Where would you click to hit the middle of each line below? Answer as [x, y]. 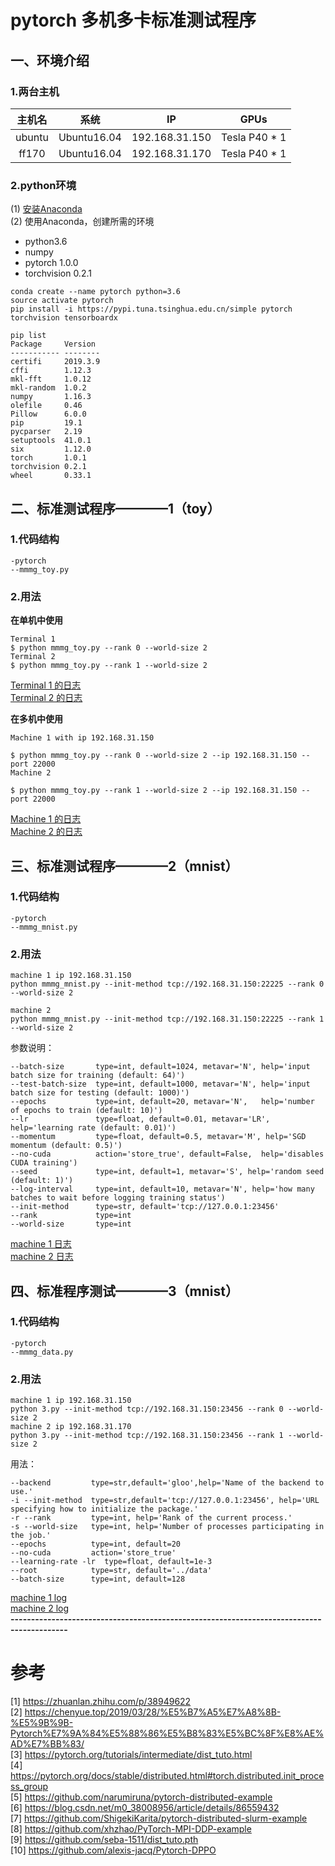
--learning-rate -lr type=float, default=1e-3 [111, 1562]
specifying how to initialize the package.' [104, 1509]
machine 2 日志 [42, 1257]
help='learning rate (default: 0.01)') [93, 1128]
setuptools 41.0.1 [51, 441]
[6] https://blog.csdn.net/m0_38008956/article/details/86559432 [145, 1808]
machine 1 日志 [41, 1244]
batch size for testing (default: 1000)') [100, 1093]
